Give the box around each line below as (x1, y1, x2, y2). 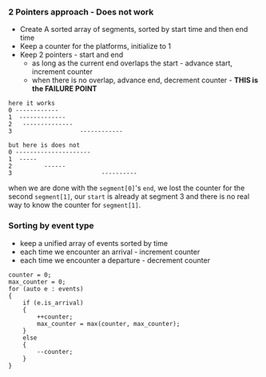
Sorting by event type (8, 220, 94, 232)
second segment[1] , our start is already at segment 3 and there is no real (8, 192, 250, 201)
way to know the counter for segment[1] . (8, 200, 141, 210)
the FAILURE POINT (31, 84, 97, 93)
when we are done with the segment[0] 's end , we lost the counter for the (8, 183, 245, 193)
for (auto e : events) (8, 284, 84, 293)
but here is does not (8, 141, 81, 149)
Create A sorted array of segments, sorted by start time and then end (19, 25, 248, 34)
